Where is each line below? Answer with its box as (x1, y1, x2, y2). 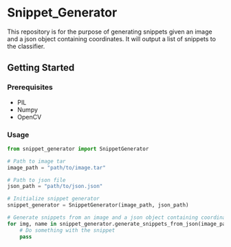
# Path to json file (7, 176, 67, 183)
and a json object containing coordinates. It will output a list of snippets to (7, 34, 217, 43)
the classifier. (7, 42, 45, 50)
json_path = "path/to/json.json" (7, 183, 103, 190)
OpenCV (16, 113, 42, 121)
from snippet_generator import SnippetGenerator (7, 145, 149, 152)
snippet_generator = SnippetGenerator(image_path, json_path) (7, 202, 189, 209)
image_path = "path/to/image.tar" (7, 164, 107, 171)
